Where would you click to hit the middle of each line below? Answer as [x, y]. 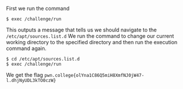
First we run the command [38, 8]
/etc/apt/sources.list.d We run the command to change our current [90, 36]
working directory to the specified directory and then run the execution [92, 42]
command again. [26, 48]
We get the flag [25, 75]
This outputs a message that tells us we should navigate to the [82, 30]
